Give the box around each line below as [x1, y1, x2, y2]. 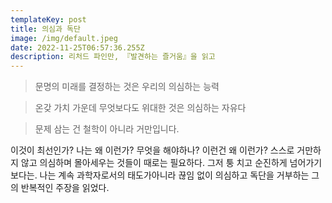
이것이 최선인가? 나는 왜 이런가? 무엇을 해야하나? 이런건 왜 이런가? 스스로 [10, 144, 295, 156]
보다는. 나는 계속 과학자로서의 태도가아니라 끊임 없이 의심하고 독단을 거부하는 [10, 169, 310, 181]
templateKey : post [10, 14, 87, 25]
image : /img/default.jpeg [10, 33, 118, 43]
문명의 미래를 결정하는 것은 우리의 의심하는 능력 [34, 81, 220, 93]
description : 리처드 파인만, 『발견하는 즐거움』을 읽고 [10, 52, 216, 62]
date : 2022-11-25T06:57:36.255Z [10, 42, 145, 53]
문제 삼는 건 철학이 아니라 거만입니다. [34, 123, 180, 135]
